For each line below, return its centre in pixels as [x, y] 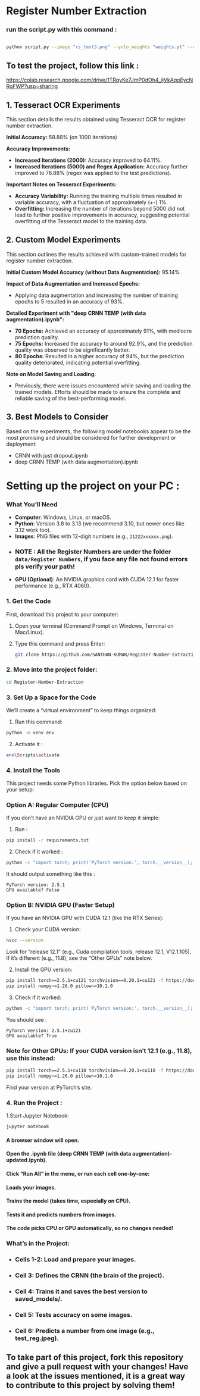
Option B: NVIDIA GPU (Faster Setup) [60, 905]
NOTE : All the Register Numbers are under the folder [93, 552]
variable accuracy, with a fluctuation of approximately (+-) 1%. [91, 202]
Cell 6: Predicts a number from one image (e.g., [85, 1331]
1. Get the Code [29, 601]
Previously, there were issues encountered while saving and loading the [103, 386]
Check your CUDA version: [48, 929]
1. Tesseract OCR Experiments [63, 105]
